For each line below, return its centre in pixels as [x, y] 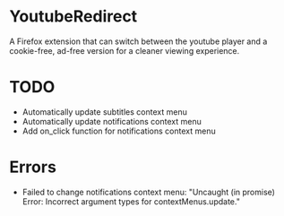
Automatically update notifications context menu [112, 121]
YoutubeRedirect [73, 17]
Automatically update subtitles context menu [105, 112]
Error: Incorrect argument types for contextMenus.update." [131, 201]
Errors [33, 167]
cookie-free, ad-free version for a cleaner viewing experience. [125, 50]
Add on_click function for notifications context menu [119, 131]
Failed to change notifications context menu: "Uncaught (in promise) [149, 192]
